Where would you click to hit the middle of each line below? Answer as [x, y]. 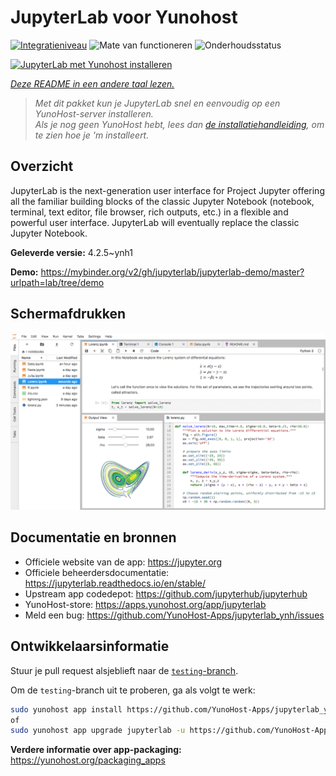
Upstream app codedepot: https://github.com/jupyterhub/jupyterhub [166, 593]
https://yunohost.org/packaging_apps [88, 760]
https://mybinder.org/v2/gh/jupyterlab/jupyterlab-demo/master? [172, 272]
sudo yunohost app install [66, 709]
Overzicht [42, 166]
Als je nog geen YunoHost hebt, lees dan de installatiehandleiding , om [179, 124]
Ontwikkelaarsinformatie [90, 646]
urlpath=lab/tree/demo [57, 282]
